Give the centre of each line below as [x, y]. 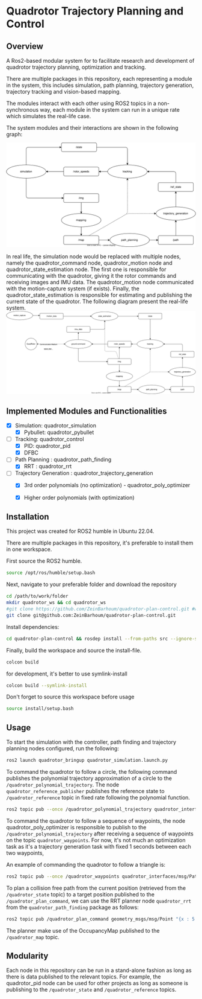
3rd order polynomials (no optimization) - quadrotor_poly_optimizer [107, 485]
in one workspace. [29, 549]
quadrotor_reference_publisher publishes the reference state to [85, 791]
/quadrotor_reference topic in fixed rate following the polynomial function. [98, 797]
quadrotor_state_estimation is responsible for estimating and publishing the [99, 295]
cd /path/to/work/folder [37, 596]
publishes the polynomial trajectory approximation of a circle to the [89, 778]
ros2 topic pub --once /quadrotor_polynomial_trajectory [79, 809]
